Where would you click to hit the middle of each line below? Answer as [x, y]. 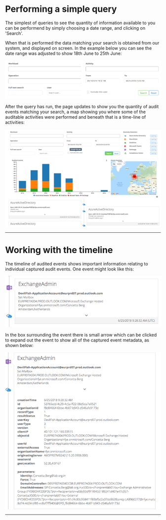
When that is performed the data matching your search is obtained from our [82, 43]
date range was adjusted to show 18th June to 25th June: [63, 53]
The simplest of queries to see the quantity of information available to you [80, 23]
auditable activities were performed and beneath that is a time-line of [76, 117]
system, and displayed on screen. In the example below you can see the [79, 48]
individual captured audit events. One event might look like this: [70, 269]
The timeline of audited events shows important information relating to [77, 263]
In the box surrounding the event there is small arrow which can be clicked [81, 335]
